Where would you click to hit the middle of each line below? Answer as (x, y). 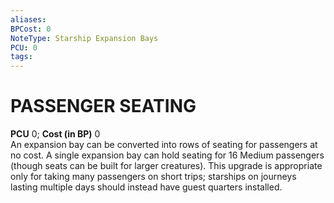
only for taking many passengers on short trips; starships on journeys (153, 177)
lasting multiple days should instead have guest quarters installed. (146, 187)
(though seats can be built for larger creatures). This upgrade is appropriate (166, 166)
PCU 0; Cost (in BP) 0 (55, 134)
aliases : (28, 19)
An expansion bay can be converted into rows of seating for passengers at (164, 145)
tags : (21, 57)
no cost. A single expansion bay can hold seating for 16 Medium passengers (167, 155)
